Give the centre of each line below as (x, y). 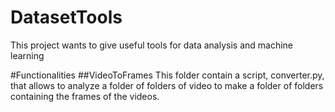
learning (27, 55)
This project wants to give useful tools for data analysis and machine (152, 45)
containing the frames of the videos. (85, 96)
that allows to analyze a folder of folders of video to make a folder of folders (167, 85)
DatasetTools (66, 17)
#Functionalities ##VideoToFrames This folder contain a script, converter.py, (167, 75)
